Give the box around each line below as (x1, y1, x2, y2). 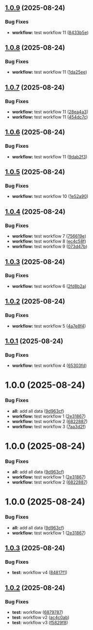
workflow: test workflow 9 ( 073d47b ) (12, 244, 88, 249)
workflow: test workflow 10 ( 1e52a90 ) (12, 193, 89, 199)
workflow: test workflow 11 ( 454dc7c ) (12, 114, 88, 120)
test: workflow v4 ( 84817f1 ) (12, 570, 68, 576)
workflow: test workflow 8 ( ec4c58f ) (12, 238, 86, 245)
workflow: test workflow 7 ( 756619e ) (12, 233, 86, 239)
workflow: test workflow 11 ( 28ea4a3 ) (12, 109, 89, 115)
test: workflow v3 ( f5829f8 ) (12, 620, 68, 626)
